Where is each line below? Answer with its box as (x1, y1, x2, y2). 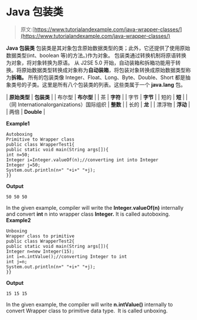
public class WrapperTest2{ (6, 238, 75, 244)
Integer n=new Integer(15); (6, 248, 75, 254)
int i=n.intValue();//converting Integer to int (6, 253, 127, 260)
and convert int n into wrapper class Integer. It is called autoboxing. (6, 210, 170, 217)
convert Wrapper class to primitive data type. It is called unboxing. (6, 307, 168, 314)
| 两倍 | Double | (6, 108, 46, 115)
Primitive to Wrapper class (6, 136, 75, 142)
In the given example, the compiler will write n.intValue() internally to (6, 301, 173, 308)
